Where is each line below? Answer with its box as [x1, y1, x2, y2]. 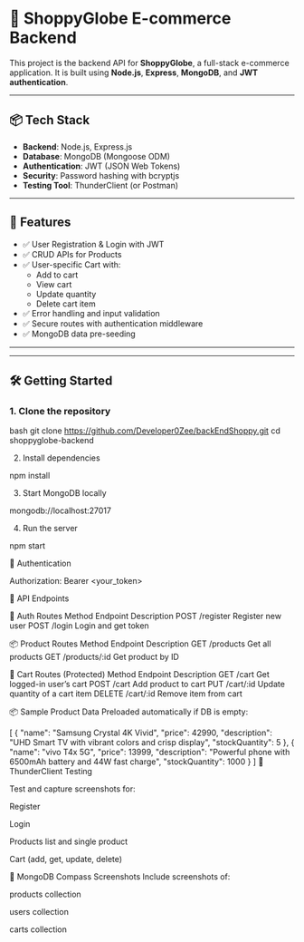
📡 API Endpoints [9, 593, 70, 604]
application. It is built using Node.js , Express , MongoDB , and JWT [9, 67, 259, 78]
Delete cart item [35, 298, 97, 309]
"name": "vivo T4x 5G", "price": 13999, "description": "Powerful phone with [9, 747, 290, 758]
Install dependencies [22, 452, 101, 463]
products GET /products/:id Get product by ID [9, 652, 179, 663]
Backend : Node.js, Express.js [22, 141, 133, 152]
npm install [9, 471, 51, 481]
